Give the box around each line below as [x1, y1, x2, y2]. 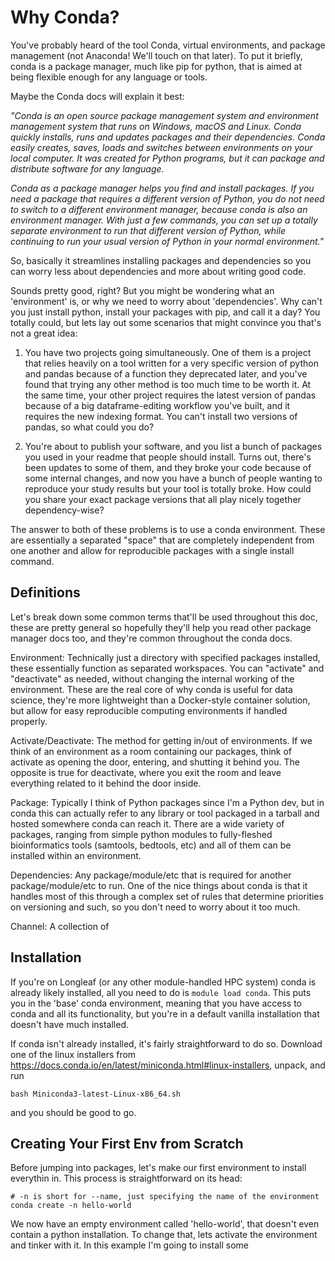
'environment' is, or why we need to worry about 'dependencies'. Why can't [10, 295, 323, 307]
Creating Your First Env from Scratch [10, 1135, 244, 1152]
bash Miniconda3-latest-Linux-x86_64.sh [10, 1089, 182, 1099]
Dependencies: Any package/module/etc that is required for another [10, 869, 292, 881]
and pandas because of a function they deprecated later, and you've [24, 367, 308, 380]
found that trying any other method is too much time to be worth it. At [24, 378, 312, 390]
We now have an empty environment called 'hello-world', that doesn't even [10, 1218, 320, 1230]
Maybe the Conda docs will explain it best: [10, 90, 185, 102]
